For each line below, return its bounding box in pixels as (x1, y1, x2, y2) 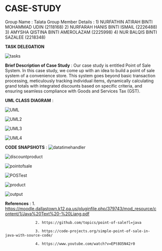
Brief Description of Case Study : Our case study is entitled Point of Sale (5, 62, 151, 68)
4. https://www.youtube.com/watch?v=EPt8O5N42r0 (35, 241, 135, 246)
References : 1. (5, 200, 35, 206)
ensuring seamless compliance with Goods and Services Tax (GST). (5, 88, 140, 94)
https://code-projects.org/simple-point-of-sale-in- (42, 228, 150, 234)
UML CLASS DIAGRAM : (5, 97, 54, 103)
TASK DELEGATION (5, 44, 44, 49)
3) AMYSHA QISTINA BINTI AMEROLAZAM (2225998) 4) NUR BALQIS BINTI (5, 29, 157, 35)
